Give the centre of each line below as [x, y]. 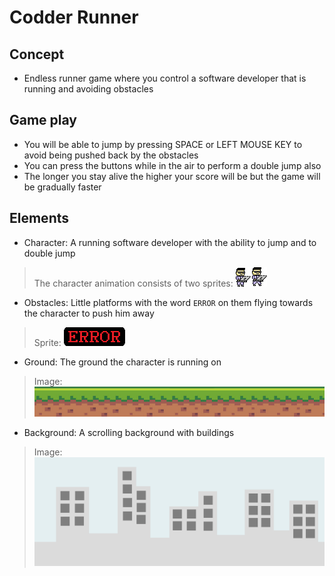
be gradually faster [62, 187]
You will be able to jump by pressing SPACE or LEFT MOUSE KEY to [163, 144]
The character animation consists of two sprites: [133, 283]
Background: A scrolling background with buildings [129, 432]
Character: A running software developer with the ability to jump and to [170, 242]
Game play [43, 120]
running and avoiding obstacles [88, 89]
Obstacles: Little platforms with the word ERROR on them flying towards [168, 302]
